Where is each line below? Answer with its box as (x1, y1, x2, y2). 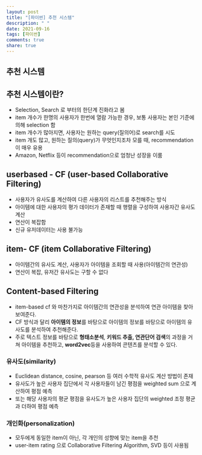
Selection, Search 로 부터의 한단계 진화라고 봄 (14, 106, 125, 114)
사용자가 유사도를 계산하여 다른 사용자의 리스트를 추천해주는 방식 (14, 195, 167, 203)
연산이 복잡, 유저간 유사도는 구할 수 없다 (14, 268, 109, 275)
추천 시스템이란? (6, 89, 64, 99)
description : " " (6, 20, 50, 26)
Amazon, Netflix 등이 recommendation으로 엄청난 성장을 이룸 (14, 152, 163, 159)
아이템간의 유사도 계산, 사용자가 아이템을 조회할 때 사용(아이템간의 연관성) (14, 261, 188, 268)
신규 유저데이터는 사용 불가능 (14, 226, 83, 233)
